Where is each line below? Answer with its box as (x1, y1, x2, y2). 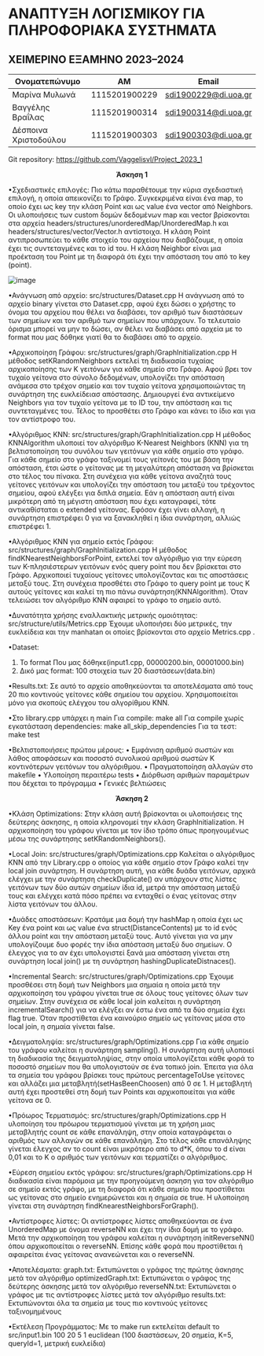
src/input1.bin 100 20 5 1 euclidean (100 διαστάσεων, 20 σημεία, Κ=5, (8, 1330, 234, 1339)
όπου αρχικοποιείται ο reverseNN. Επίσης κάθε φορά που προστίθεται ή (8, 1241, 244, 1251)
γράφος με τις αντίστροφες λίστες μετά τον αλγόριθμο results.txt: (8, 1290, 226, 1299)
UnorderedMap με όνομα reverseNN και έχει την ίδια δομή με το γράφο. (8, 1225, 244, 1234)
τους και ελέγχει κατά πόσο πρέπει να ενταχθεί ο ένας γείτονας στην (8, 891, 237, 900)
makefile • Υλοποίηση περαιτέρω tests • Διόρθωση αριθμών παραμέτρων (8, 770, 250, 779)
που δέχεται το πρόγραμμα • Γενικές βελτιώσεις (8, 779, 167, 788)
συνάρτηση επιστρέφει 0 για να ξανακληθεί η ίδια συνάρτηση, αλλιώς (8, 513, 241, 523)
